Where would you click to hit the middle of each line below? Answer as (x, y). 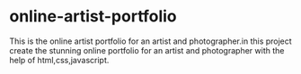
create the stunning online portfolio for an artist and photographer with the (147, 50)
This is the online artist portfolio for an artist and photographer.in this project (150, 41)
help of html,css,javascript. (59, 60)
